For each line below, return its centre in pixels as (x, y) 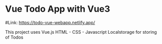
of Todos (14, 37)
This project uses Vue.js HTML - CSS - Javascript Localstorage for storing (81, 32)
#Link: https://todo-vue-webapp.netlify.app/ (50, 22)
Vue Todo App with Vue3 (58, 9)
